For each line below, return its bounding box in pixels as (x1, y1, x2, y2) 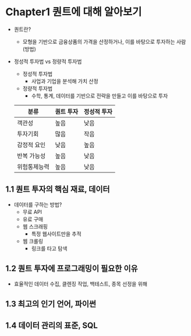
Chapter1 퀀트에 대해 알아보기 (5, 5, 142, 19)
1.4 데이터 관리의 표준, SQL (5, 321, 98, 331)
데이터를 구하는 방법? (13, 201, 62, 208)
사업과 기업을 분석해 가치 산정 (31, 77, 98, 85)
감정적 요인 (16, 141, 46, 149)
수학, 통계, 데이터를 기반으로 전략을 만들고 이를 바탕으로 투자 (31, 92, 168, 99)
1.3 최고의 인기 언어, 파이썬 (5, 299, 97, 309)
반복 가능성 (16, 151, 46, 160)
